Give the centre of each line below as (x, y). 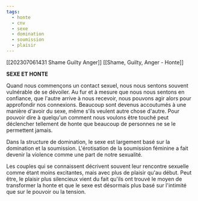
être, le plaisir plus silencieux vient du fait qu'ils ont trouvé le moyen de (94, 179)
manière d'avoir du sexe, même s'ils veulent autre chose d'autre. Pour (93, 111)
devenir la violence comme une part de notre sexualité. (74, 154)
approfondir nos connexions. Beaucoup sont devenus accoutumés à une (96, 104)
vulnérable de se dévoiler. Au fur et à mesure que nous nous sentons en (95, 92)
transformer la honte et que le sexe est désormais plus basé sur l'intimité (97, 185)
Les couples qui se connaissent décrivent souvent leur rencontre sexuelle (97, 166)
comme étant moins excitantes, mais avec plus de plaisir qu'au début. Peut (99, 172)
